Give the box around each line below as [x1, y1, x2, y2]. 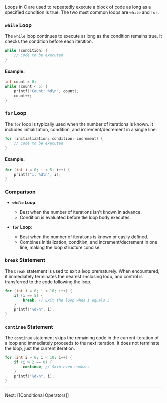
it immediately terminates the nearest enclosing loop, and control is [5, 273, 143, 279]
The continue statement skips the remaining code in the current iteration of [5, 335, 159, 341]
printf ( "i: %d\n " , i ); [14, 172, 61, 177]
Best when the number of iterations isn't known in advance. [19, 209, 142, 215]
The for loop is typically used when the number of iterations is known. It [5, 121, 153, 127]
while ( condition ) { [5, 48, 48, 53]
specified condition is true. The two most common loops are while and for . [5, 9, 159, 15]
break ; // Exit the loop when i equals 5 [23, 298, 110, 303]
